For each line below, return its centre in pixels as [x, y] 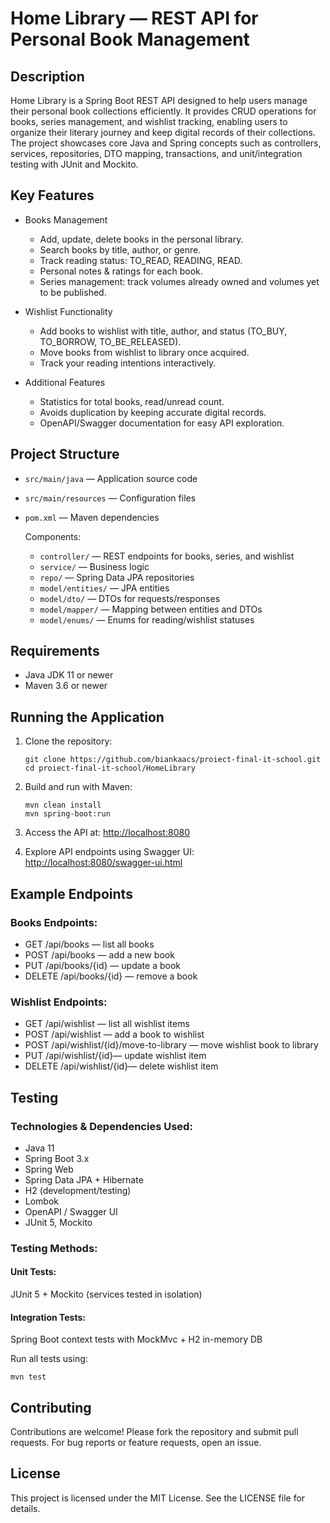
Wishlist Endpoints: [59, 1002]
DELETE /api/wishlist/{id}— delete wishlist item [121, 1066]
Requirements [55, 651]
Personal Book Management [130, 39]
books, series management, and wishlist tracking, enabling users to [149, 121]
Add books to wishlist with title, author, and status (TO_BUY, [163, 331]
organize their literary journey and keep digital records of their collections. [163, 132]
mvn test [28, 1377]
